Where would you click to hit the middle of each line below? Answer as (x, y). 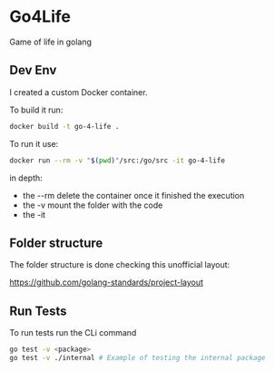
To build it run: (36, 110)
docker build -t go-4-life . (64, 126)
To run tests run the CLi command (73, 333)
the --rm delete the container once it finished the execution (133, 195)
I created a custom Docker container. (79, 92)
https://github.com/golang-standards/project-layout (107, 282)
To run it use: (34, 143)
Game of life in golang (51, 42)
